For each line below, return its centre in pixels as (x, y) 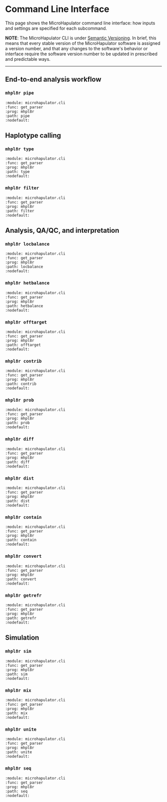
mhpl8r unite (21, 729)
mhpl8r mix (18, 690)
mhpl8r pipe (20, 93)
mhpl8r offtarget (26, 322)
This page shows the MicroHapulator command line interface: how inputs (80, 23)
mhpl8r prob (20, 400)
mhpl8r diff (20, 439)
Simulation (22, 638)
